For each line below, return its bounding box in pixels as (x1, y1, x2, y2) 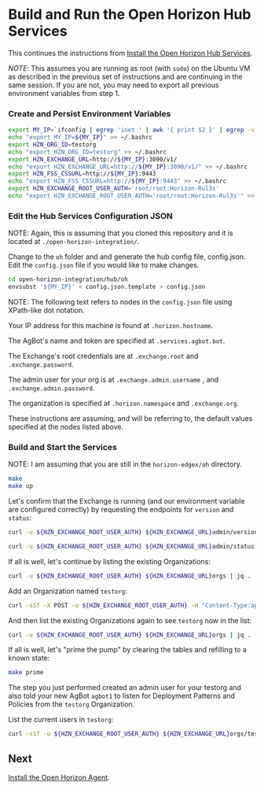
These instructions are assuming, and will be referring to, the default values (8, 414, 253, 423)
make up (8, 482, 34, 490)
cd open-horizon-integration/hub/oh (8, 275, 128, 284)
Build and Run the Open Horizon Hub (8, 6, 251, 24)
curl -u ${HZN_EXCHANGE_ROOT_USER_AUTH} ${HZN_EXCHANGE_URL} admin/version (8, 529, 258, 537)
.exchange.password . (8, 360, 74, 369)
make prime (8, 669, 44, 677)
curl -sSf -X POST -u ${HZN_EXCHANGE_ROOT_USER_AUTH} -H (8, 601, 199, 609)
